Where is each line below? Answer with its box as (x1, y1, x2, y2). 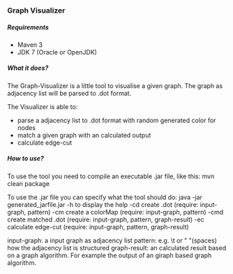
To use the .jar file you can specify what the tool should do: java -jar (7, 193, 202, 201)
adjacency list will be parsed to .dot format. (7, 89, 132, 97)
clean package (7, 179, 50, 187)
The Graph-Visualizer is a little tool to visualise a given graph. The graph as (7, 81, 223, 89)
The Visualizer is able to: (7, 102, 78, 110)
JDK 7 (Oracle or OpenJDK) (17, 48, 98, 56)
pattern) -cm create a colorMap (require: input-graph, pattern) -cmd (27, 208, 224, 216)
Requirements (7, 23, 49, 31)
